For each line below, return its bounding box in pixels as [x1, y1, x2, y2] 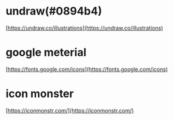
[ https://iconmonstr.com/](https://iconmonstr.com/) [5, 107, 134, 114]
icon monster [5, 87, 74, 101]
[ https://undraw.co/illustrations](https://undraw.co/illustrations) [5, 24, 163, 32]
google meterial [5, 45, 87, 59]
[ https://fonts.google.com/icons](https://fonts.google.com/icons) [5, 65, 168, 73]
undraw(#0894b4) [5, 4, 102, 18]
